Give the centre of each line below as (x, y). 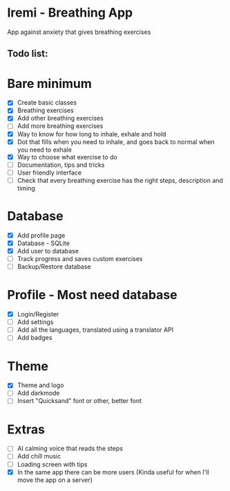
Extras (26, 429)
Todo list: (28, 54)
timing (26, 188)
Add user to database (48, 251)
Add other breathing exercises (60, 118)
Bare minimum (49, 83)
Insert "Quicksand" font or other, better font (79, 401)
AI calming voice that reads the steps (70, 449)
